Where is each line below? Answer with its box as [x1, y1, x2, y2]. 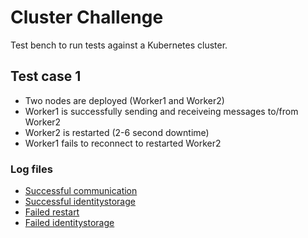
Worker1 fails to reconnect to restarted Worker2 [24, 137, 222, 149]
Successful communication [24, 185, 138, 197]
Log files [10, 162, 53, 176]
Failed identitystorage [24, 217, 115, 229]
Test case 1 [10, 68, 82, 85]
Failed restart [24, 206, 80, 218]
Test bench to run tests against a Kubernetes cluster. [10, 39, 228, 51]
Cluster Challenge [10, 6, 164, 29]
